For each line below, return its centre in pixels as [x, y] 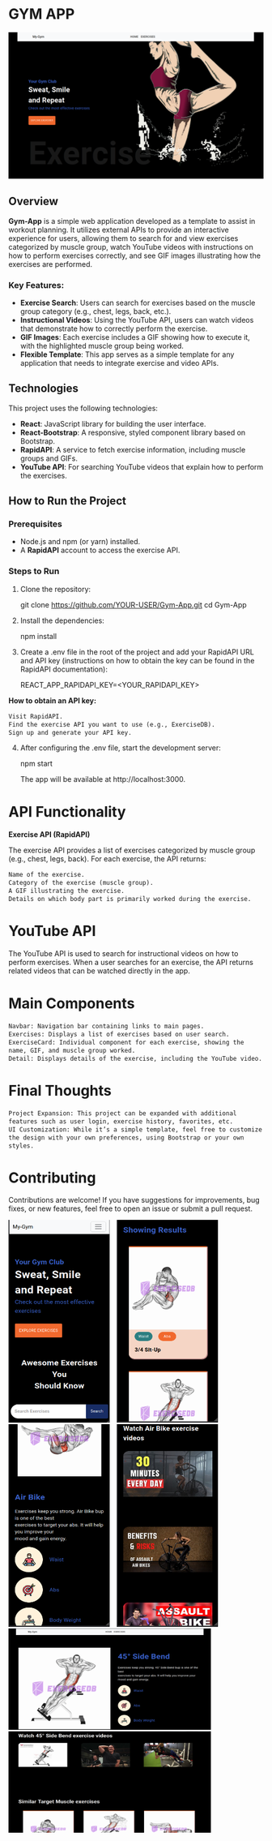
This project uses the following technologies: [83, 408]
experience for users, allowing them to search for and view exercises [123, 238]
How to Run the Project [68, 501]
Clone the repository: [55, 589]
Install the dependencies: [62, 620]
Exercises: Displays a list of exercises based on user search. [119, 1034]
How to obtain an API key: [53, 700]
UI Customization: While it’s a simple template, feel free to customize [136, 1129]
